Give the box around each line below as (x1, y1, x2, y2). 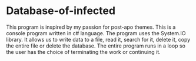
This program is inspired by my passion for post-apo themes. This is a (6, 23, 176, 30)
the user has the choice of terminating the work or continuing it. (6, 48, 161, 55)
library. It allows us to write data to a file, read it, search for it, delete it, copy (6, 36, 191, 43)
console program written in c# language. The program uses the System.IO (6, 29, 186, 36)
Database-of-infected (6, 4, 116, 18)
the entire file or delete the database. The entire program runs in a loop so (6, 42, 185, 49)
